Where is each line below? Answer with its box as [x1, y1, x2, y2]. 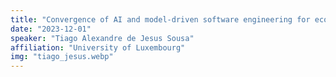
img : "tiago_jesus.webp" [10, 52, 114, 62]
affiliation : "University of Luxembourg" [10, 42, 186, 53]
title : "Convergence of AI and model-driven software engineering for [10, 14, 311, 25]
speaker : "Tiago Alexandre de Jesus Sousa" [10, 33, 195, 43]
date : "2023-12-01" [10, 24, 92, 34]
